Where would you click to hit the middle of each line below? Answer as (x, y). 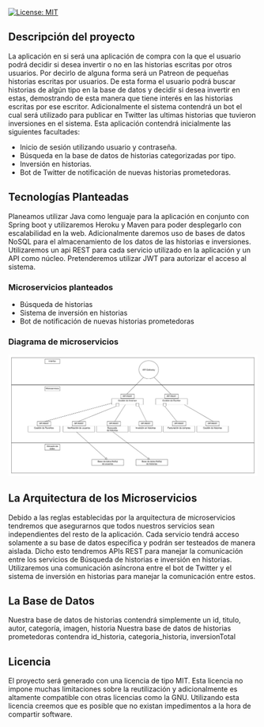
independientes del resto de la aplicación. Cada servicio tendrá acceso (124, 534)
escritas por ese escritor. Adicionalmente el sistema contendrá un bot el (125, 106)
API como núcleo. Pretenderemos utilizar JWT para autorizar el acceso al (127, 258)
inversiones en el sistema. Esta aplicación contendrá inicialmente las (120, 123)
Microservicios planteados (60, 287)
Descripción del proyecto (72, 37)
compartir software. (40, 714)
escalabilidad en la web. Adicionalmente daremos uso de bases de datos (127, 233)
